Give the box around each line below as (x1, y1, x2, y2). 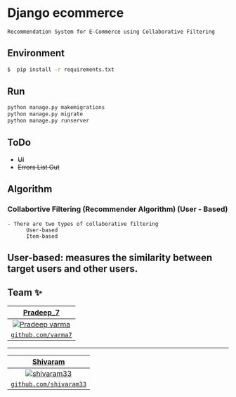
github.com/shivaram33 (11, 380, 86, 388)
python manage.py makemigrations (7, 104, 105, 111)
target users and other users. (7, 263, 138, 275)
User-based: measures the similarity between (7, 251, 213, 263)
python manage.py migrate (7, 111, 83, 118)
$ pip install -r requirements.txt (7, 65, 114, 73)
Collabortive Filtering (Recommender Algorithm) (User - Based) (7, 204, 228, 214)
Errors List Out (17, 163, 60, 171)
